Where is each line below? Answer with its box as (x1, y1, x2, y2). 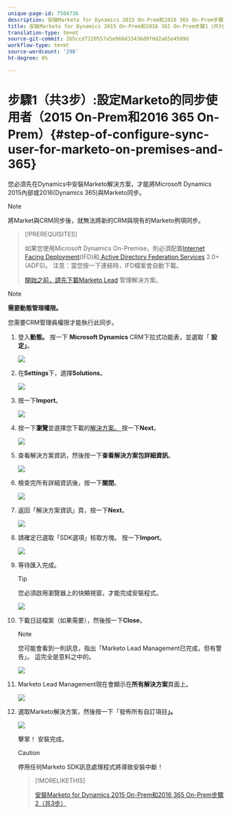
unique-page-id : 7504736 (8, 10, 79, 17)
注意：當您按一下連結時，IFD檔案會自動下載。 (52, 261, 183, 270)
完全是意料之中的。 (40, 652, 95, 660)
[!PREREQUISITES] (24, 230, 77, 238)
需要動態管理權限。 (8, 303, 62, 312)
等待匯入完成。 (17, 560, 60, 569)
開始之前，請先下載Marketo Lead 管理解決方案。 (24, 276, 162, 284)
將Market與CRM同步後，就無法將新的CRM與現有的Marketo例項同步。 (8, 216, 205, 224)
